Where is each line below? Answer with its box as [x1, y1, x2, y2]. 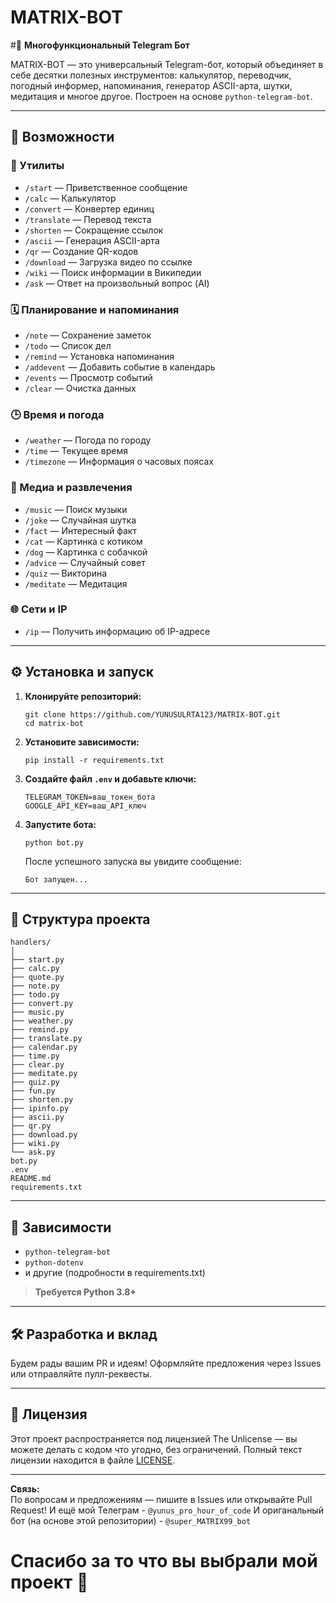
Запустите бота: [24, 818, 97, 830]
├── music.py [10, 1007, 65, 1018]
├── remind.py [10, 1025, 70, 1035]
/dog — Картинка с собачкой [24, 546, 148, 558]
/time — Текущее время [24, 445, 128, 457]
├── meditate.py [10, 1069, 78, 1079]
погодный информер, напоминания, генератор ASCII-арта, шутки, [10, 79, 293, 91]
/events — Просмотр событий [24, 371, 153, 383]
